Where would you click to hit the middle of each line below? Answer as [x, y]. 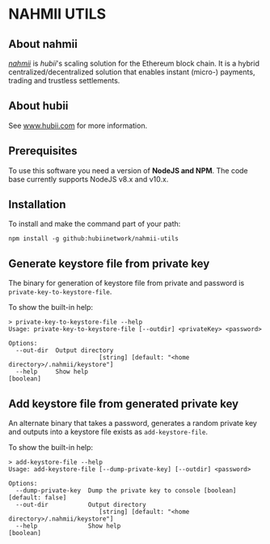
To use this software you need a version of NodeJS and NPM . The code [128, 170]
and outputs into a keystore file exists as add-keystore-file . [108, 432]
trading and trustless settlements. [64, 81]
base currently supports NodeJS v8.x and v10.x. [89, 179]
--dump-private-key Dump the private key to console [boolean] [126, 491]
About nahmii [43, 44]
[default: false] [38, 498]
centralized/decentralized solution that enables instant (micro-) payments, [132, 72]
